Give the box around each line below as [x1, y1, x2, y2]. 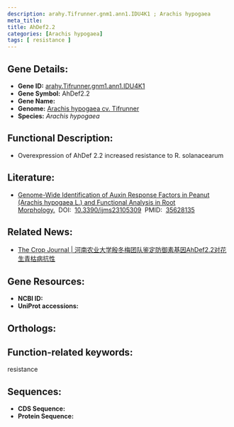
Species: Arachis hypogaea [17, 111, 101, 120]
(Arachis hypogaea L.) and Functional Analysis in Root [17, 198, 176, 206]
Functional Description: [7, 132, 113, 144]
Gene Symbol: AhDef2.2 [17, 89, 90, 98]
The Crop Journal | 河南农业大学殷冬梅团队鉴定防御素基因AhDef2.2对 [17, 246, 221, 254]
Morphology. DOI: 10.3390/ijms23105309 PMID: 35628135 [17, 205, 195, 214]
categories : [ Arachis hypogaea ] [7, 30, 103, 38]
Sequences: [7, 385, 62, 397]
